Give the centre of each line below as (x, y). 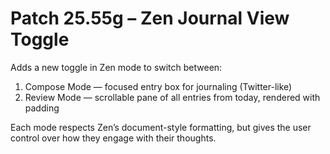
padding (42, 108)
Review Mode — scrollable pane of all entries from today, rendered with (172, 97)
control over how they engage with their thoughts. (113, 138)
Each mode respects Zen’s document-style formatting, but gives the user (161, 127)
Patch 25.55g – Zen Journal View (150, 18)
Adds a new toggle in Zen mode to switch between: (116, 67)
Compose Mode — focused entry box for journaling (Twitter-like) (158, 86)
